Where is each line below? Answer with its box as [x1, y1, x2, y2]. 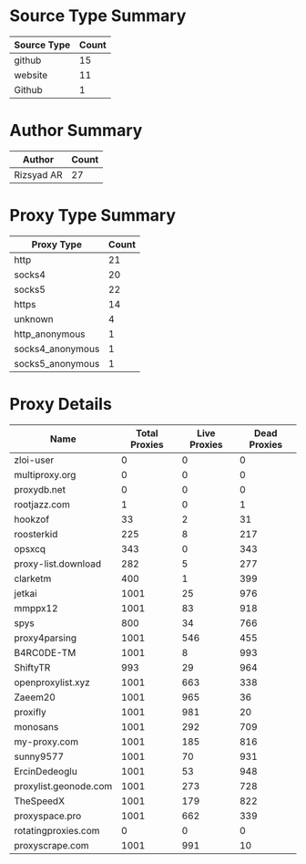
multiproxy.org [14, 468, 76, 481]
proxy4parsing [14, 631, 77, 644]
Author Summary [9, 120, 143, 141]
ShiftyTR [14, 661, 51, 673]
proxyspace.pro [14, 809, 82, 822]
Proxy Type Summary [9, 205, 176, 226]
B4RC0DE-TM [14, 646, 76, 659]
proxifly [14, 705, 47, 718]
